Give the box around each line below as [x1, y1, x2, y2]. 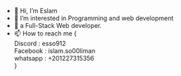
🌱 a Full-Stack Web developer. [13, 22, 102, 29]
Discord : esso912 [13, 39, 66, 47]
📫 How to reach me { [13, 29, 77, 38]
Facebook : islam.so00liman [13, 47, 96, 55]
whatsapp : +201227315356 [13, 54, 95, 62]
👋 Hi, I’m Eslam [13, 7, 58, 15]
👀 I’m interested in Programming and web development [13, 14, 174, 22]
